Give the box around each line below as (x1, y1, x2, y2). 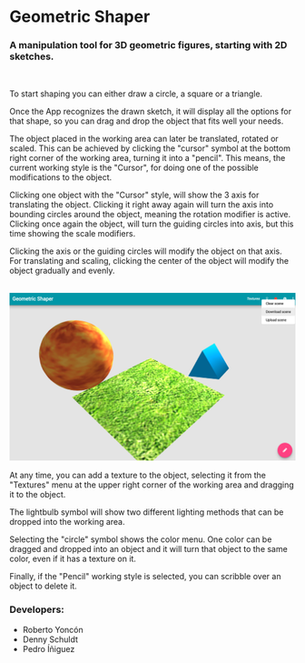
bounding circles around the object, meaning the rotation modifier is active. (9, 209, 291, 220)
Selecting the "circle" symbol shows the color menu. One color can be (9, 534, 272, 545)
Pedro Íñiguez (22, 643, 75, 654)
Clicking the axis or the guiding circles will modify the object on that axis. (9, 246, 283, 256)
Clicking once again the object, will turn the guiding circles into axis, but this (9, 218, 294, 229)
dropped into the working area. (9, 517, 125, 527)
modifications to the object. (9, 172, 113, 183)
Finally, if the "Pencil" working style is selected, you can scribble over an (9, 571, 281, 582)
